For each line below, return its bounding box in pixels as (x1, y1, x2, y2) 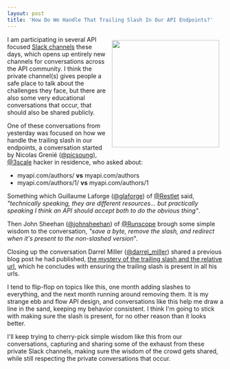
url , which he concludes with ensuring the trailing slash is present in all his (7, 262, 218, 270)
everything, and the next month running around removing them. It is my (7, 289, 209, 298)
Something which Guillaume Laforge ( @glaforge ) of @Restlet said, (7, 191, 194, 200)
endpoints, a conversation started (7, 143, 103, 152)
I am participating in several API (7, 35, 97, 43)
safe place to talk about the (7, 79, 84, 87)
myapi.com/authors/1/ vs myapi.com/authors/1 (16, 178, 149, 187)
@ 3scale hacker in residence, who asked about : (7, 158, 143, 166)
